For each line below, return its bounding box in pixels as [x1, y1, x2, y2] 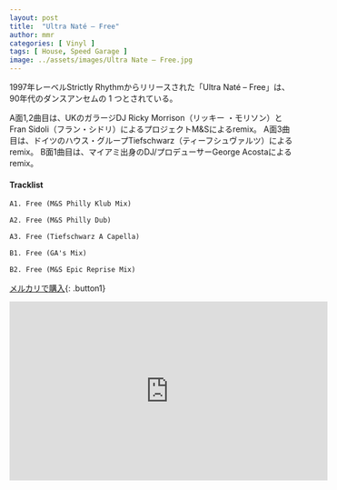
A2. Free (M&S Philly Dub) [9, 215, 112, 225]
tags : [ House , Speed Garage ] [9, 47, 128, 56]
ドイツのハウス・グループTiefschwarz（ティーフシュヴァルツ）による [33, 135, 293, 145]
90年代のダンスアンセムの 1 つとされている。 [9, 93, 178, 104]
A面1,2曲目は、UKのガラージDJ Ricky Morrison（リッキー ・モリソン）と [9, 113, 283, 123]
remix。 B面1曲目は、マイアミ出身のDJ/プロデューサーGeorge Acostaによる [9, 146, 292, 157]
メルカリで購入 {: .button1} [9, 283, 106, 294]
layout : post [9, 13, 59, 23]
